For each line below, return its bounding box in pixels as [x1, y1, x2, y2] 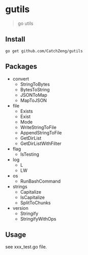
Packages [5, 62, 37, 71]
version [12, 205, 29, 211]
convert [12, 76, 30, 82]
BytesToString [20, 86, 50, 92]
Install [5, 35, 25, 44]
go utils [17, 20, 34, 26]
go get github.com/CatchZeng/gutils [5, 48, 83, 54]
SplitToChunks [20, 199, 51, 206]
